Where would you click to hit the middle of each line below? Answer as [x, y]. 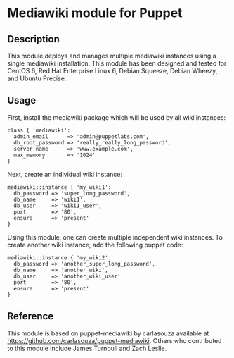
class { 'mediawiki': [39, 130]
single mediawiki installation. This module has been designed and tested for [117, 63]
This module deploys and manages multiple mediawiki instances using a [112, 56]
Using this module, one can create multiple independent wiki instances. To [115, 237]
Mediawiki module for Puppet [95, 13]
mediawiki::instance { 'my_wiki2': [59, 258]
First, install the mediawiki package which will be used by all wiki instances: [117, 117]
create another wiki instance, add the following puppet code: [95, 245]
